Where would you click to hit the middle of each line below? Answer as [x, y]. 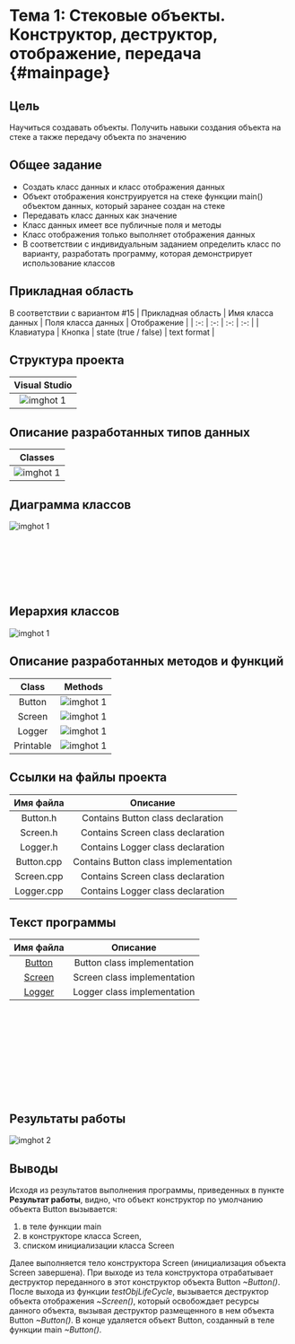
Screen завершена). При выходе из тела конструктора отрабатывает [141, 1272]
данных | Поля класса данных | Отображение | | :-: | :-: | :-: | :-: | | [134, 322]
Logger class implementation [134, 992]
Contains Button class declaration [153, 817]
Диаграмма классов [70, 505]
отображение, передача [105, 54]
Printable [33, 746]
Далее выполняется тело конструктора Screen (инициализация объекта [148, 1262]
